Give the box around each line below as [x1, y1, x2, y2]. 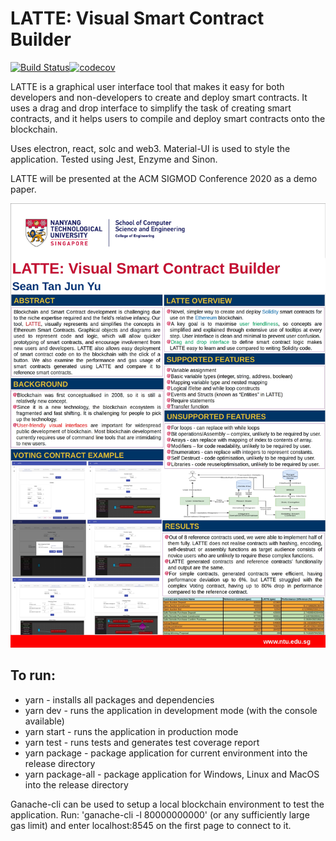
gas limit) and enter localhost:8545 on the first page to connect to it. [10, 819, 292, 831]
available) [24, 715, 65, 727]
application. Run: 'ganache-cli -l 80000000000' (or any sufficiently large [10, 808, 310, 821]
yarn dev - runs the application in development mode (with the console [24, 704, 318, 716]
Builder [10, 28, 72, 51]
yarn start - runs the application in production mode [24, 725, 239, 737]
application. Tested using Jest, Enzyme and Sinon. [10, 153, 218, 165]
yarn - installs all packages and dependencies [24, 693, 215, 706]
